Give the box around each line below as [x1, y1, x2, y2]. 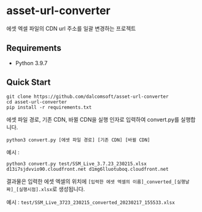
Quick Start [6, 77, 51, 88]
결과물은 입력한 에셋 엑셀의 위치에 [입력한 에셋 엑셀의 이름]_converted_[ [6, 178, 177, 185]
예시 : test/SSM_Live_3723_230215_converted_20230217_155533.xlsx [6, 198, 175, 206]
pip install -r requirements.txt [6, 104, 92, 111]
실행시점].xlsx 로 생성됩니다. [18, 185, 85, 192]
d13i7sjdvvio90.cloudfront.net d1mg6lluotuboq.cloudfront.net [6, 166, 169, 172]
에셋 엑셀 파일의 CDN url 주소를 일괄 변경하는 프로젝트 [6, 25, 136, 32]
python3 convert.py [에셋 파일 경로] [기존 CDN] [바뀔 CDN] [6, 136, 150, 143]
